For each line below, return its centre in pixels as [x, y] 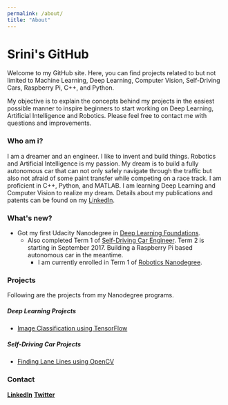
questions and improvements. [49, 123]
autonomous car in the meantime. [75, 255]
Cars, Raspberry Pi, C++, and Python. [61, 88]
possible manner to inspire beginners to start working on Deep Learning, [111, 108]
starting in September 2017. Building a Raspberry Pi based [110, 248]
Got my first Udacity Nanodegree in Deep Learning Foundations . [109, 233]
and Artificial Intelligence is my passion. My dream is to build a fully [103, 164]
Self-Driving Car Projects [44, 344]
